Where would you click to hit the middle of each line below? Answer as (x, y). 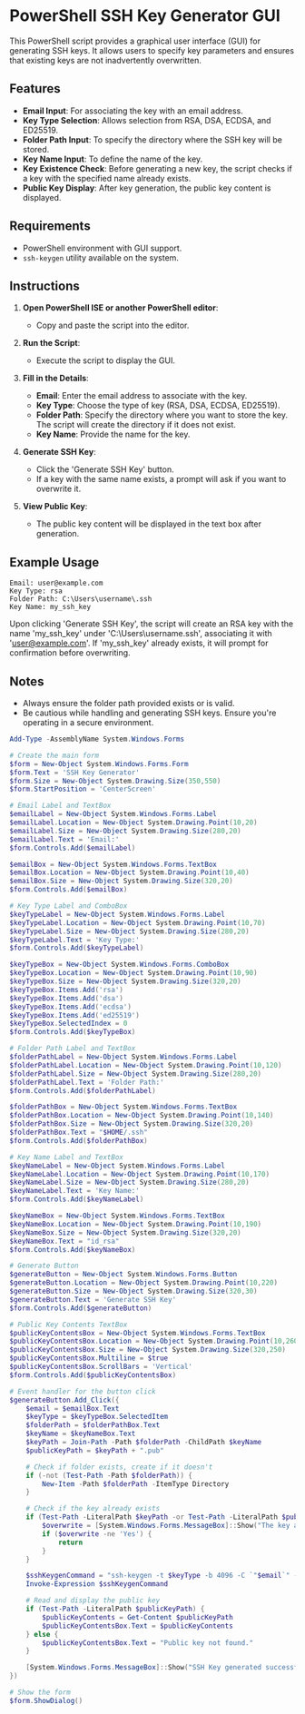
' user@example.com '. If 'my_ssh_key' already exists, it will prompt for (139, 643)
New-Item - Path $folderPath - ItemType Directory (136, 1484)
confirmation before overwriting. (70, 653)
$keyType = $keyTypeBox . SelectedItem (97, 1417)
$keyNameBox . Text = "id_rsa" (64, 1241)
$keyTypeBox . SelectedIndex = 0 (69, 1024)
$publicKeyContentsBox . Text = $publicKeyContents (138, 1626)
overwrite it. (59, 489)
